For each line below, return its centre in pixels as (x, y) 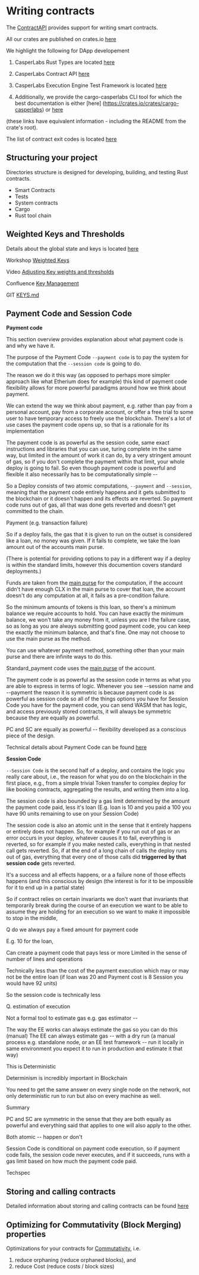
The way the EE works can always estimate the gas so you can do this (92, 1030)
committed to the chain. (35, 511)
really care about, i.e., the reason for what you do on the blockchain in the (97, 777)
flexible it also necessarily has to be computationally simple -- (82, 474)
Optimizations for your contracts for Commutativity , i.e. (73, 1248)
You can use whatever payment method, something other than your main (95, 650)
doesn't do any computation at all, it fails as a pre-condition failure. (88, 595)
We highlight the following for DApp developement (68, 50)
